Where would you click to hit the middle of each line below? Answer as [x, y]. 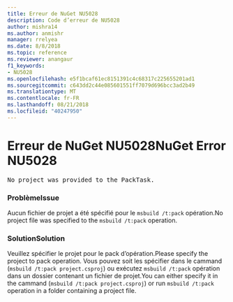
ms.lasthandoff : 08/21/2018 [48, 105]
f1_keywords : [26, 66]
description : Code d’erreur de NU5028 [63, 20]
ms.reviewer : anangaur [40, 59]
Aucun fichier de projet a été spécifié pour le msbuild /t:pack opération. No [115, 213]
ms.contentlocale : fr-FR [43, 99]
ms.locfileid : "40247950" [45, 111]
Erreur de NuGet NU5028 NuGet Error [117, 146]
